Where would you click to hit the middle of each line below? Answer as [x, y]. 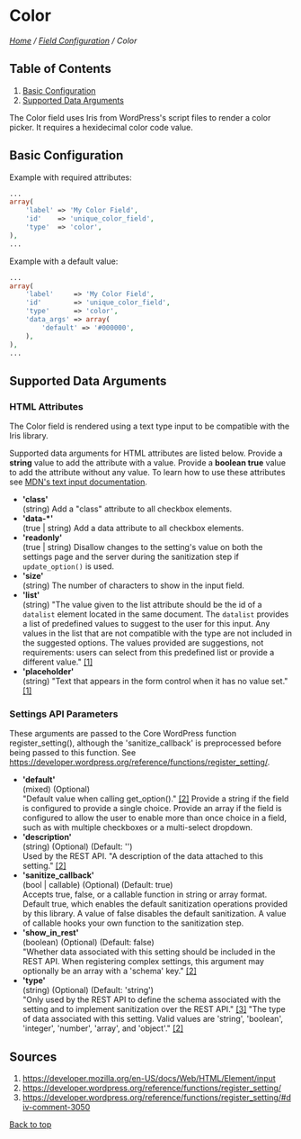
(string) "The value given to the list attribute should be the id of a [142, 605]
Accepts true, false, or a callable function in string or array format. [145, 895]
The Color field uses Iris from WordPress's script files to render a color [140, 117]
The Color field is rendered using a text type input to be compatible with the [150, 426]
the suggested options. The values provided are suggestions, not [143, 643]
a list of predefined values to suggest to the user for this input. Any [146, 624]
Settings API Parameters [64, 714]
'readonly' [42, 538]
